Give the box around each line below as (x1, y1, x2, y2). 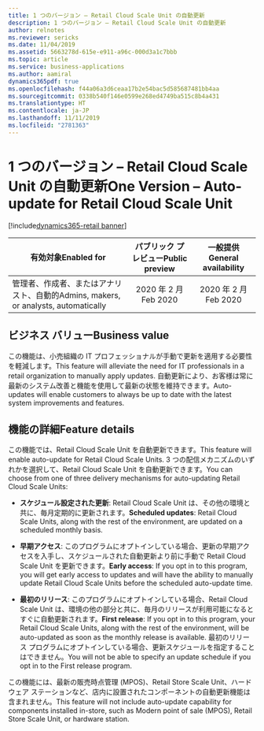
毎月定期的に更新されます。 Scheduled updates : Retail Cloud (40, 508, 237, 518)
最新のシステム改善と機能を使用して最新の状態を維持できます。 (8, 380, 214, 390)
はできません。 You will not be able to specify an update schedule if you (19, 652, 251, 662)
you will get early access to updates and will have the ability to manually (19, 570, 254, 580)
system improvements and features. (8, 398, 125, 407)
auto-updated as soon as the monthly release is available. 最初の (19, 633, 229, 642)
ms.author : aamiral (8, 70, 72, 78)
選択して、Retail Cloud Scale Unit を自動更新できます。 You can (28, 465, 233, 474)
